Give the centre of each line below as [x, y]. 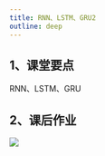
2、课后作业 [43, 120]
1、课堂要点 [42, 65]
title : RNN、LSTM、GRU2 [53, 18]
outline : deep [36, 26]
